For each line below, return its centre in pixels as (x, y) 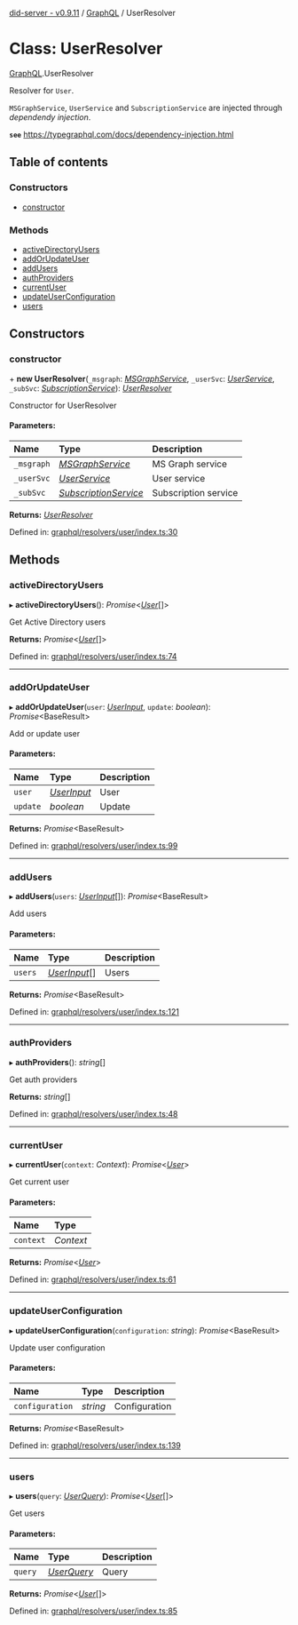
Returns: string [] (40, 1096)
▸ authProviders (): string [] (58, 1062)
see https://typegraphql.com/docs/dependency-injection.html (122, 134)
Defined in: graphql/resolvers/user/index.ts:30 (94, 531)
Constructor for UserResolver (63, 405)
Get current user (39, 1182)
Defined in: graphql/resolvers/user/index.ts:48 (94, 1113)
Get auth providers (43, 1079)
